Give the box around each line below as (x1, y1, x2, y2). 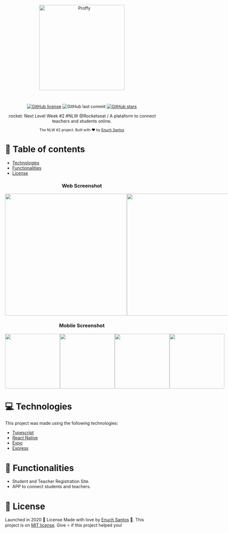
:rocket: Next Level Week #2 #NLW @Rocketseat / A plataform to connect (8, 113, 156, 119)
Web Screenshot (61, 182, 102, 189)
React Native (12, 435, 38, 441)
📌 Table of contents (5, 144, 85, 155)
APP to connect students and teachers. (12, 484, 91, 490)
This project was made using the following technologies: (5, 420, 118, 426)
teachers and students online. (52, 118, 112, 124)
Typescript (12, 430, 34, 436)
